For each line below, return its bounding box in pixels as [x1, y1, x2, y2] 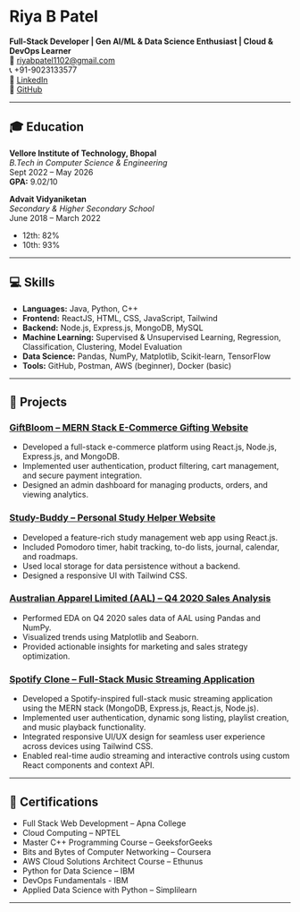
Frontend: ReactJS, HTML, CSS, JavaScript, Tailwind [21, 312, 219, 323]
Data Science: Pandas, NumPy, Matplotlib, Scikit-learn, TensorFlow [21, 351, 271, 362]
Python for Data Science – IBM [21, 865, 136, 876]
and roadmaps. [21, 550, 79, 561]
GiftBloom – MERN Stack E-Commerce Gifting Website [9, 421, 248, 433]
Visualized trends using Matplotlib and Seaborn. [21, 631, 199, 642]
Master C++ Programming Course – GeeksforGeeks [21, 837, 212, 848]
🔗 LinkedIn [9, 74, 48, 85]
